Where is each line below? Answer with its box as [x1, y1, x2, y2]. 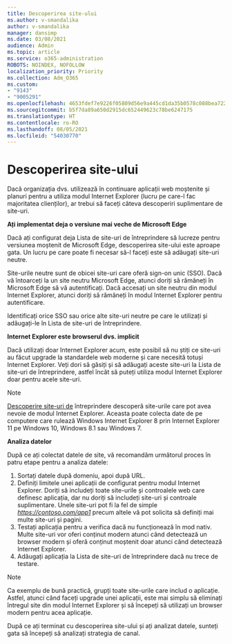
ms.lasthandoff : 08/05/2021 [7, 126, 88, 133]
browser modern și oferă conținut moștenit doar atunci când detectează [17, 538, 222, 546]
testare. [17, 560, 39, 568]
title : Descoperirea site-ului [7, 10, 97, 17]
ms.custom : [7, 81, 39, 88]
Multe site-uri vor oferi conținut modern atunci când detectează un [17, 530, 207, 539]
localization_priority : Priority [7, 68, 104, 75]
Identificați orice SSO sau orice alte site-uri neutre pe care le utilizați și [7, 312, 208, 320]
